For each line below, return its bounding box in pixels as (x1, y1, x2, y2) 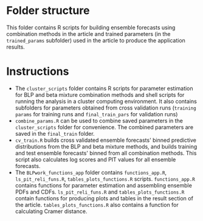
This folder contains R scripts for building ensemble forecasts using (6, 24, 176, 31)
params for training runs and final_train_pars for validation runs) (15, 110, 178, 118)
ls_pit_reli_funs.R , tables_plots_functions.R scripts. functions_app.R (15, 175, 196, 183)
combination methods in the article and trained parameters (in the (6, 30, 171, 37)
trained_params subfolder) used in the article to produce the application (6, 37, 185, 44)
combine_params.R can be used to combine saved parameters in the (15, 117, 184, 124)
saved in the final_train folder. (15, 130, 95, 137)
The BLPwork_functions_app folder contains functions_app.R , (15, 169, 167, 176)
